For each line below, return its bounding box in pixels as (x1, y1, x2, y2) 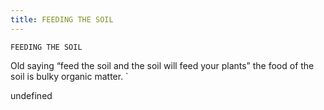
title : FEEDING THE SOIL (10, 14, 114, 25)
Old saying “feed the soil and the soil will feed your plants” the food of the (10, 59, 315, 71)
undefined (10, 89, 53, 101)
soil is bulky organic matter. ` (10, 70, 129, 82)
